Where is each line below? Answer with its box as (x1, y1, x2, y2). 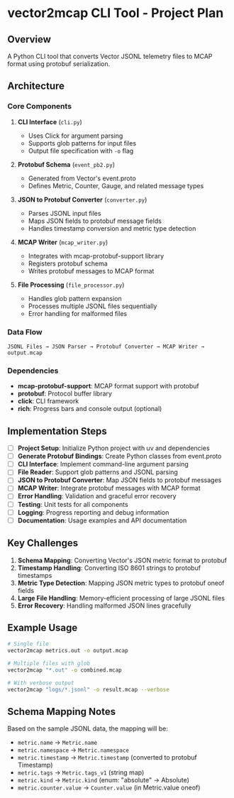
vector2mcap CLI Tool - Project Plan (7, 5, 224, 21)
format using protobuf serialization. (7, 60, 111, 68)
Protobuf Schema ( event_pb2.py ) (17, 160, 116, 168)
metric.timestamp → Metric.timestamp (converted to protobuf (17, 753, 197, 762)
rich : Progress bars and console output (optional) (17, 405, 162, 413)
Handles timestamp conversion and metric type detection (28, 224, 196, 232)
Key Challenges (7, 537, 79, 550)
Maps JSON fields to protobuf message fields (28, 217, 162, 225)
